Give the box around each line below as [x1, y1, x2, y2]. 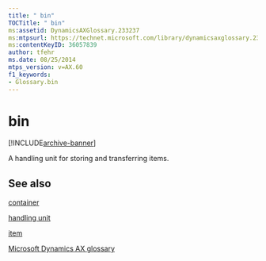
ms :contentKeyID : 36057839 [8, 41, 97, 49]
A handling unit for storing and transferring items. [8, 154, 169, 163]
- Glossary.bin [8, 78, 59, 86]
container [8, 198, 40, 207]
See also [8, 176, 51, 190]
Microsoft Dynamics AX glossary [8, 244, 116, 254]
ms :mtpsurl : [8, 33, 47, 42]
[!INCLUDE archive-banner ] [8, 138, 97, 148]
